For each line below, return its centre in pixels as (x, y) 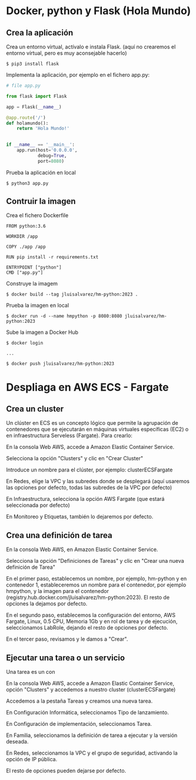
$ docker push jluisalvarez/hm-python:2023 (60, 364)
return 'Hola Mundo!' (43, 129)
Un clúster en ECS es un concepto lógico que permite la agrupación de (92, 423)
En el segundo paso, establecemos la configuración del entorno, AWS (91, 615)
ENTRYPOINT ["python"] (34, 268)
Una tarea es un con (31, 672)
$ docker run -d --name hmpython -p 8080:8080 (64, 316)
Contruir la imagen (41, 201)
